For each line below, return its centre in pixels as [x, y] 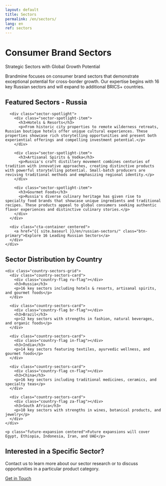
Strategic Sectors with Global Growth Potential [53, 67]
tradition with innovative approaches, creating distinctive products [80, 166]
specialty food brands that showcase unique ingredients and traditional [83, 201]
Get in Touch [18, 478]
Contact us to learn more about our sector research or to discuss [72, 463]
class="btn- [135, 231]
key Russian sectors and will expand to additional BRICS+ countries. [75, 87]
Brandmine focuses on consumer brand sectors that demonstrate [72, 76]
